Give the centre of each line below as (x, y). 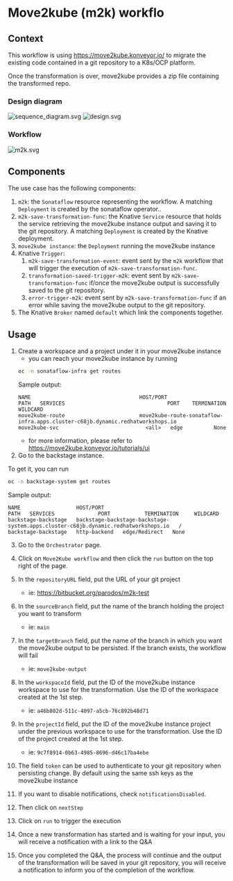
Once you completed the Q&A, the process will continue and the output (120, 855)
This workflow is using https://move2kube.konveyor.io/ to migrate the (107, 55)
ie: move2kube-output (58, 668)
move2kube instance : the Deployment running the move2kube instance (116, 246)
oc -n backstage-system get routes (59, 482)
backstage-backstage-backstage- (123, 519)
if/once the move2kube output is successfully (154, 283)
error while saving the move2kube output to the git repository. (117, 305)
